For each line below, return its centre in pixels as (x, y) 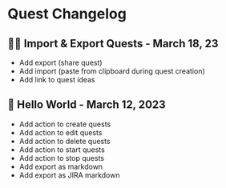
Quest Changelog (67, 14)
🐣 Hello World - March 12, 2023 (87, 105)
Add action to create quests (65, 124)
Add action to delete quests (65, 141)
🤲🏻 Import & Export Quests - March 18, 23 (113, 44)
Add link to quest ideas (57, 80)
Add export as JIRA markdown (69, 175)
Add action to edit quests (61, 132)
